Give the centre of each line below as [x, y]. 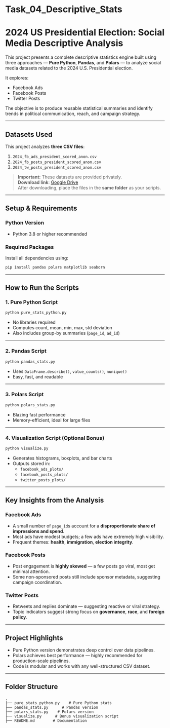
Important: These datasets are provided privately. [70, 177]
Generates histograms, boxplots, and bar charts [62, 458]
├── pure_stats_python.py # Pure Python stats [59, 703]
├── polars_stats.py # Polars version [50, 712]
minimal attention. [31, 571]
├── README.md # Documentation [46, 720]
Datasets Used [29, 135]
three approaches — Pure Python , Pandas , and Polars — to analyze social [83, 63]
